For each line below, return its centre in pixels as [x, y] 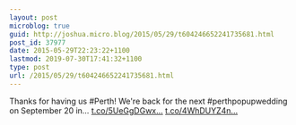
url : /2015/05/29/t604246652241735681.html [92, 76]
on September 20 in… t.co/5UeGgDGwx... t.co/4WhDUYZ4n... [124, 110]
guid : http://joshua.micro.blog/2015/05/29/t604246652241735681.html [142, 34]
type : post [30, 68]
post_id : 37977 [38, 42]
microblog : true [39, 26]
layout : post [34, 17]
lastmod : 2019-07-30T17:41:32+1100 [76, 59]
